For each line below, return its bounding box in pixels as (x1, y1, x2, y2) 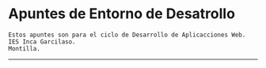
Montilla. (8, 44, 41, 52)
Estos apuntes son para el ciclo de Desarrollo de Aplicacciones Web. (8, 31, 246, 39)
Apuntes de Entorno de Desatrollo (8, 5, 236, 23)
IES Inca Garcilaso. (8, 37, 77, 46)
